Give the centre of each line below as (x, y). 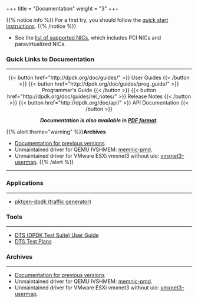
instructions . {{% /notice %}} (41, 26)
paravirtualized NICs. (40, 44)
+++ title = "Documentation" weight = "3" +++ (62, 9)
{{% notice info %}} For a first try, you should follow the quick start (87, 20)
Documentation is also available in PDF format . (99, 120)
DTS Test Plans (33, 241)
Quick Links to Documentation (50, 59)
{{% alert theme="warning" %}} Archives (56, 132)
